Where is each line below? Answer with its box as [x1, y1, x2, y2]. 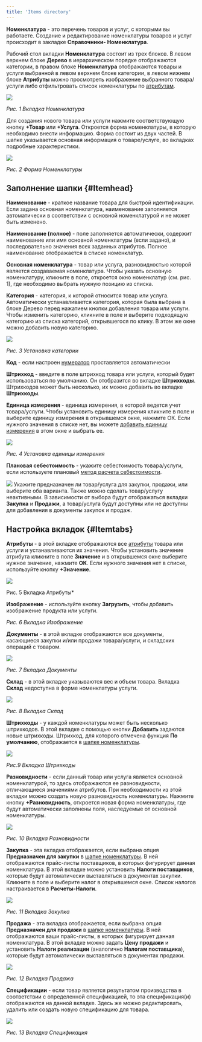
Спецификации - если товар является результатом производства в [6, 986, 182, 994]
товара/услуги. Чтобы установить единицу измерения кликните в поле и [6, 408, 195, 415]
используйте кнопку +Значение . [6, 566, 91, 573]
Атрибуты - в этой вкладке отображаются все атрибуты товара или [6, 540, 183, 548]
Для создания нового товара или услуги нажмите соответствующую [6, 117, 185, 124]
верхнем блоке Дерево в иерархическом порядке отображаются [6, 56, 177, 63]
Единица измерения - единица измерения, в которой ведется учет [6, 401, 181, 409]
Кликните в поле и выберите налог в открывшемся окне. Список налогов [6, 879, 196, 886]
